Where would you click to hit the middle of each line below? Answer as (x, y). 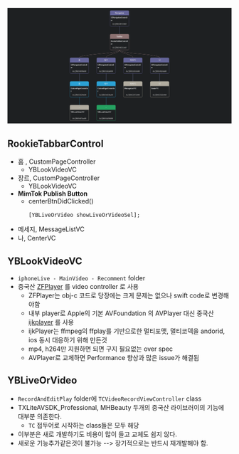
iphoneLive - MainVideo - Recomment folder (81, 278)
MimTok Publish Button (53, 194)
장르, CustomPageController (59, 178)
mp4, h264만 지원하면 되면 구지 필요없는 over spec (100, 349)
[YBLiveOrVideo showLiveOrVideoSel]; (84, 215)
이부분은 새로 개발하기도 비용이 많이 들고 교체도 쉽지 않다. (97, 434)
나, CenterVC (37, 238)
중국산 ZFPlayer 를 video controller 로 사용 (78, 286)
